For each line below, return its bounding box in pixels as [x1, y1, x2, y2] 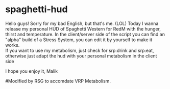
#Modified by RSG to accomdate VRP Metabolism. [5, 78, 111, 84]
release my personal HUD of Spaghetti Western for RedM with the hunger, [5, 25, 161, 32]
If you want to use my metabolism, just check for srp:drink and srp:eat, [5, 47, 154, 53]
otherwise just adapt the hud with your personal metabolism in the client [5, 52, 157, 59]
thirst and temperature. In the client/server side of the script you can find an [5, 31, 165, 37]
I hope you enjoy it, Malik [5, 68, 58, 74]
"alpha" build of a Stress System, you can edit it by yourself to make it [5, 37, 152, 43]
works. [5, 42, 20, 48]
